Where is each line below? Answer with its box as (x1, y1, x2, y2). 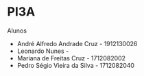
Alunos (7, 26, 27, 35)
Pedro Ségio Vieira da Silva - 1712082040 (16, 61, 135, 69)
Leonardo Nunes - (16, 47, 69, 55)
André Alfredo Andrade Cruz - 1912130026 (16, 39, 138, 47)
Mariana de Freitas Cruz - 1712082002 (16, 54, 125, 62)
